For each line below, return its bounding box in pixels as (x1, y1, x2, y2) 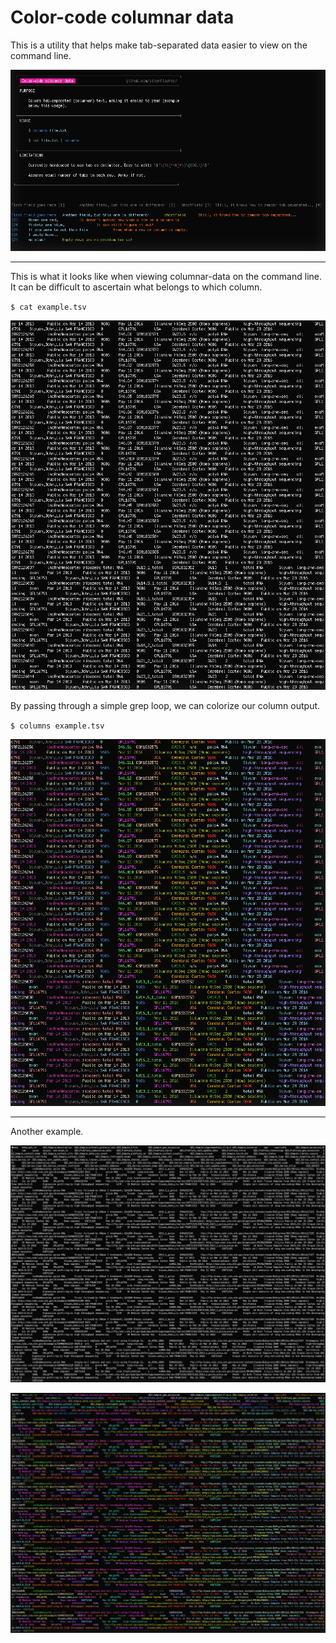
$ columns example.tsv (10, 721, 105, 731)
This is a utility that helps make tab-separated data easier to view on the (10, 39, 308, 51)
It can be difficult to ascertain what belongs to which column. (10, 281, 263, 293)
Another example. (10, 1125, 84, 1137)
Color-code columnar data (10, 6, 235, 29)
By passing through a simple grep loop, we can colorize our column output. (10, 700, 321, 712)
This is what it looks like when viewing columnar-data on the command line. (10, 270, 322, 282)
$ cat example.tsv (10, 302, 87, 312)
